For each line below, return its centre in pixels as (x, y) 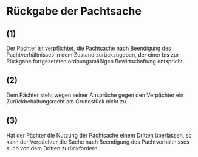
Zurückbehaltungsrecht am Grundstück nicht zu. (67, 101)
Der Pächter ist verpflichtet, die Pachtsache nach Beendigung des (89, 48)
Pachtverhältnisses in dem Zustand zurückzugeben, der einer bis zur (93, 55)
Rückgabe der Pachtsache (74, 11)
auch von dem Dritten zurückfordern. (53, 148)
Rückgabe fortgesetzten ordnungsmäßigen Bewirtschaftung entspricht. (95, 61)
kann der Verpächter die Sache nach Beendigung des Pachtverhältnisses (98, 142)
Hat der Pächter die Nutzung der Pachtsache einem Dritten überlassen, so (99, 135)
